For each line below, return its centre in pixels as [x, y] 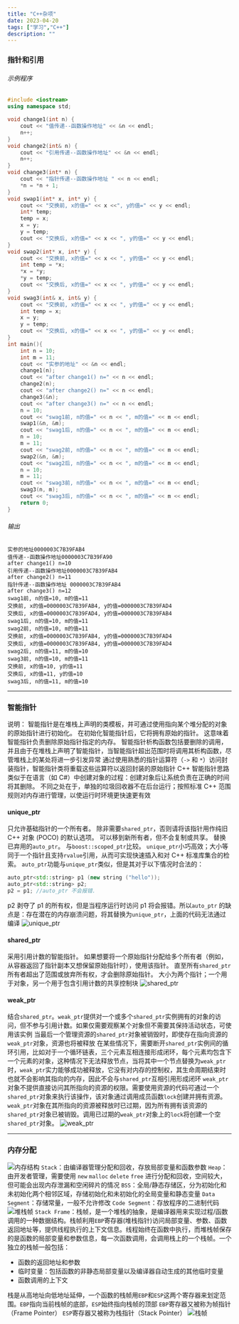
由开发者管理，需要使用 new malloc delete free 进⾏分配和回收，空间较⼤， [117, 1176]
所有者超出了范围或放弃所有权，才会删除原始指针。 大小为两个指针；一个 [114, 974]
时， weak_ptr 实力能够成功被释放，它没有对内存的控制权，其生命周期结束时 [117, 1070]
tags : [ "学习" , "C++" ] [38, 27]
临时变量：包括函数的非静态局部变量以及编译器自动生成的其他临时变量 [121, 1271]
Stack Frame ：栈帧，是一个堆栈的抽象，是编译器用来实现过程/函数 [131, 1211]
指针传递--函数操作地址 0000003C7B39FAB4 [64, 584]
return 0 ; [35, 503]
